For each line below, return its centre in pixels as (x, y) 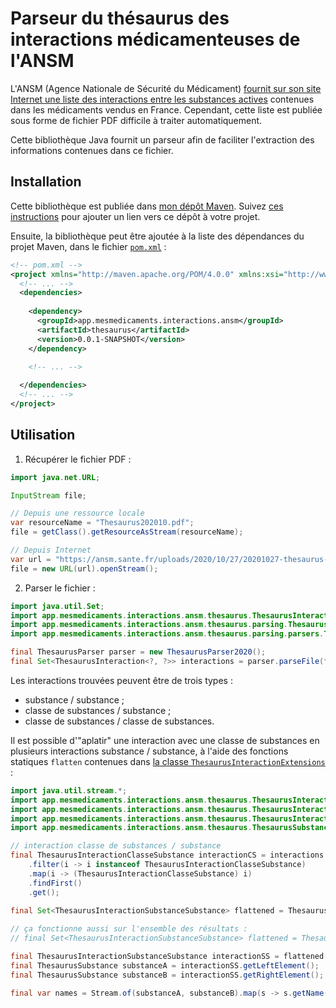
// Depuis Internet (51, 550)
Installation (46, 182)
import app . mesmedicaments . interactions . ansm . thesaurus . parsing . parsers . (167, 634)
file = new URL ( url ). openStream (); (84, 568)
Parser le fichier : (60, 588)
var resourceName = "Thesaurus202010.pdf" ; (102, 523)
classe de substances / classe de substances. (119, 721)
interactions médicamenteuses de (155, 39)
